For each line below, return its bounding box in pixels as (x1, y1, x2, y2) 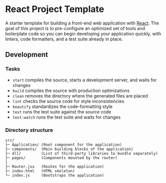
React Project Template (5, 3, 104, 15)
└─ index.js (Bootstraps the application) (5, 172, 104, 178)
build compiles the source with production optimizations (12, 87, 130, 93)
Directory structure (5, 126, 54, 133)
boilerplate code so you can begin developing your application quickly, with (5, 30, 161, 36)
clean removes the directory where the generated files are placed (12, 92, 148, 98)
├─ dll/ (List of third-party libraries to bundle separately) (5, 151, 158, 156)
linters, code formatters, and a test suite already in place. (5, 36, 123, 42)
